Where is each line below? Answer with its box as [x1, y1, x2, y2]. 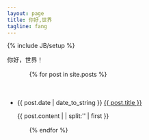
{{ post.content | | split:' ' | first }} [16, 112, 109, 120]
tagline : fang [7, 23, 48, 30]
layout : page [7, 10, 44, 17]
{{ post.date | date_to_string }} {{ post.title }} [16, 99, 142, 107]
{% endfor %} [29, 126, 68, 135]
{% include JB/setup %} [7, 42, 75, 50]
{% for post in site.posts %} [29, 70, 107, 79]
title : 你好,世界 [7, 16, 53, 23]
